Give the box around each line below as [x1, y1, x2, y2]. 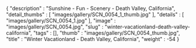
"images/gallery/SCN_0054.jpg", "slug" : [6, 23, 104, 30]
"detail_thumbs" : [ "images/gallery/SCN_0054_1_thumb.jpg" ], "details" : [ [6, 11, 184, 18]
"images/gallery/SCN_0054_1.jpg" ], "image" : [6, 17, 116, 24]
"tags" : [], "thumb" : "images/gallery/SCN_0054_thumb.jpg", [33, 29, 180, 36]
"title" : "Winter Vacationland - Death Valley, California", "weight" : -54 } [6, 36, 180, 42]
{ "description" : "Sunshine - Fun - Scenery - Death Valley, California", [6, 5, 175, 12]
